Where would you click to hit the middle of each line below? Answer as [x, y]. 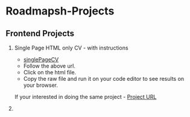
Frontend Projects [40, 33]
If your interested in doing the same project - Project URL [85, 97]
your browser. [41, 85]
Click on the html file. [50, 72]
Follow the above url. [49, 66]
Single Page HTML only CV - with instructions [71, 48]
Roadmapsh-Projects [60, 11]
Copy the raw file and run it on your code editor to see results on [104, 79]
